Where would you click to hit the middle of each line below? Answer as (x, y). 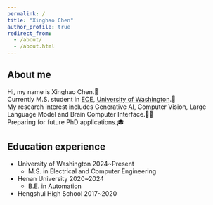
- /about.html (34, 46)
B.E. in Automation (55, 186)
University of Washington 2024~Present (76, 164)
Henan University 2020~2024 (60, 178)
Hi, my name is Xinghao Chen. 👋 (53, 91)
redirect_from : (30, 33)
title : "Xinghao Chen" (40, 20)
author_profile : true (39, 27)
